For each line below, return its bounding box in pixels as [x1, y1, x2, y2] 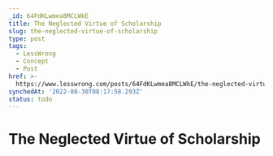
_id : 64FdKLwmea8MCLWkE [8, 11, 89, 20]
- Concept [15, 58, 49, 66]
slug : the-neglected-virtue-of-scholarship [8, 27, 158, 35]
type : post [8, 34, 45, 43]
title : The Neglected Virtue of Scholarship [8, 19, 162, 28]
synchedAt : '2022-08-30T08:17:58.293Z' [8, 87, 144, 96]
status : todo [8, 95, 53, 103]
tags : [8, 42, 27, 50]
